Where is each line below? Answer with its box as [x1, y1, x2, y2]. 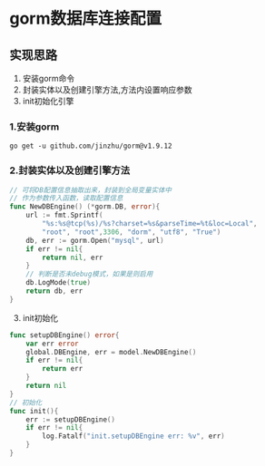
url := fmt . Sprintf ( [25, 210, 103, 220]
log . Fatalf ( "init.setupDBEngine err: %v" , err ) [42, 432, 225, 441]
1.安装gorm [9, 120, 60, 132]
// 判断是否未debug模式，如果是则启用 [25, 269, 153, 279]
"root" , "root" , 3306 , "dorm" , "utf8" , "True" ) [42, 228, 221, 237]
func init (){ [9, 406, 59, 415]
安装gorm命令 [22, 73, 75, 83]
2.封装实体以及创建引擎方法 [9, 164, 131, 177]
